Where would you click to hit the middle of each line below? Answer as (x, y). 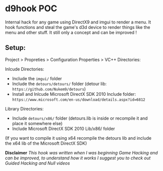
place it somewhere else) (37, 123)
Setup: (15, 48)
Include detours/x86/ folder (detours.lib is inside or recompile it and (80, 118)
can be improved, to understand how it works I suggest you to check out (78, 158)
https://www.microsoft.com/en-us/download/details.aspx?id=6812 (79, 100)
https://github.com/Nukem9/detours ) (49, 89)
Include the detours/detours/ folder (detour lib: (59, 84)
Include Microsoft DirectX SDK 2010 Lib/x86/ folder (63, 128)
